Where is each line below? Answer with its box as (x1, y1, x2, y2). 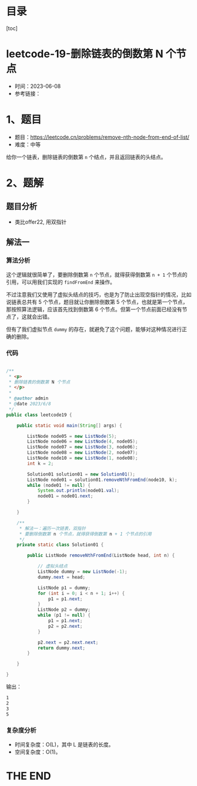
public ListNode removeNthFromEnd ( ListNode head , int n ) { (27, 552, 175, 559)
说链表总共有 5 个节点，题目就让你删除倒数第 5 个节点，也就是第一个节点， (6, 298, 188, 305)
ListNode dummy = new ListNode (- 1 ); (37, 569, 128, 575)
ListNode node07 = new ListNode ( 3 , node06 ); (27, 444, 138, 450)
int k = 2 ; (27, 460, 54, 466)
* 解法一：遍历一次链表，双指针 (19, 525, 86, 531)
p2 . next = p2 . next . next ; (37, 639, 99, 646)
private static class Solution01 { (16, 542, 104, 548)
